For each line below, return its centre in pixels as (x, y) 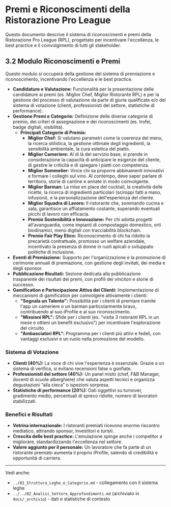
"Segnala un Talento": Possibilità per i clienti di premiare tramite (88, 301)
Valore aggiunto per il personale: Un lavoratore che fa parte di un (82, 447)
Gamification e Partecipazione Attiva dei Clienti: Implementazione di (86, 290)
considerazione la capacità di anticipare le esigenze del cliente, (94, 159)
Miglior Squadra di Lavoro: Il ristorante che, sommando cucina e (96, 203)
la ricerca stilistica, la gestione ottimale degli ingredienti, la (89, 143)
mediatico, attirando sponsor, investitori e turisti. (63, 431)
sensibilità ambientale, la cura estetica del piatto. (79, 149)
